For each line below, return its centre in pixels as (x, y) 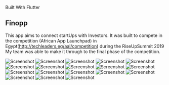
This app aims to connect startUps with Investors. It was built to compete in (84, 35)
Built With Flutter (23, 7)
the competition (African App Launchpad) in (51, 40)
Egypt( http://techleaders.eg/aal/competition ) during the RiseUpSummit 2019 (85, 46)
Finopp (16, 23)
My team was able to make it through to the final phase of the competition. (83, 51)
